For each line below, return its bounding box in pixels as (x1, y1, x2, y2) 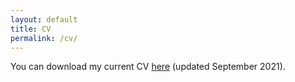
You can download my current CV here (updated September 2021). (10, 61, 286, 73)
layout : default (10, 14, 78, 25)
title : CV (10, 24, 52, 34)
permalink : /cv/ (10, 33, 78, 43)
